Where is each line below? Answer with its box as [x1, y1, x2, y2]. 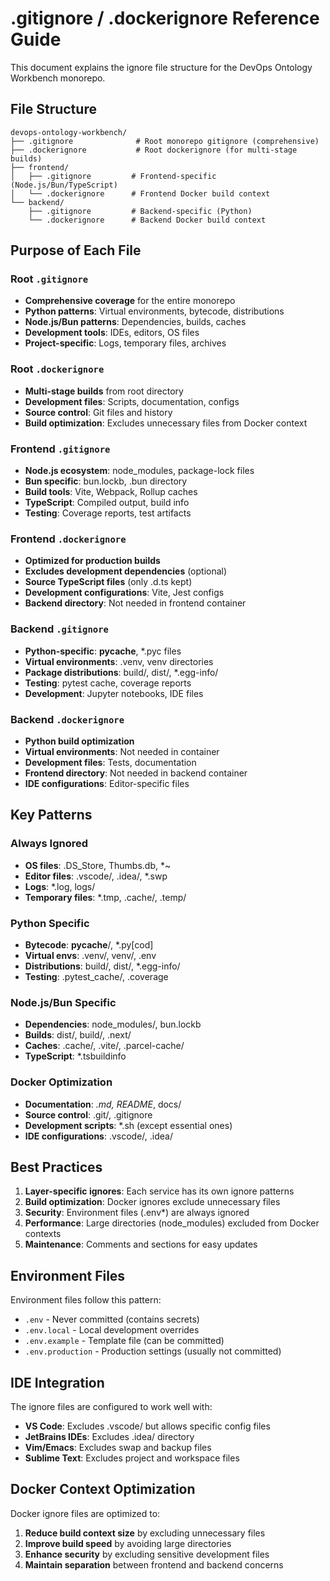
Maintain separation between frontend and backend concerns [24, 1558, 284, 1571]
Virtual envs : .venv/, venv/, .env [24, 949, 157, 961]
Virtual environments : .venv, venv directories [24, 655, 214, 667]
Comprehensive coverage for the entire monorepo [24, 295, 236, 307]
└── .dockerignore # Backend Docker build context [28, 215, 267, 225]
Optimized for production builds [24, 555, 161, 567]
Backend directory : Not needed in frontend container [24, 597, 247, 609]
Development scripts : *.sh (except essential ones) [24, 1119, 233, 1131]
